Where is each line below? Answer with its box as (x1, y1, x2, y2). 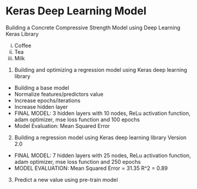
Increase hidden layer (14, 103, 68, 110)
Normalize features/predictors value (14, 90, 104, 97)
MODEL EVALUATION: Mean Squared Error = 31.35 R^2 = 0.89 (14, 164, 168, 172)
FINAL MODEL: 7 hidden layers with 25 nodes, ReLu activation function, (14, 151, 191, 159)
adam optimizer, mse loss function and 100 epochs (14, 115, 140, 123)
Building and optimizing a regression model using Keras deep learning (14, 66, 187, 73)
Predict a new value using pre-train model (14, 176, 118, 183)
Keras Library (5, 30, 39, 37)
